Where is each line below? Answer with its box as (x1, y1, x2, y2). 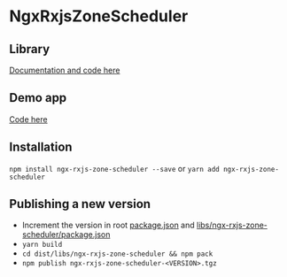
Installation (9, 140, 73, 155)
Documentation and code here (9, 65, 120, 75)
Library (9, 42, 50, 57)
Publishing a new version (9, 196, 151, 212)
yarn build (21, 241, 63, 250)
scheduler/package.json (21, 229, 111, 240)
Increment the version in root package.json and (21, 219, 195, 231)
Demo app (9, 90, 67, 105)
